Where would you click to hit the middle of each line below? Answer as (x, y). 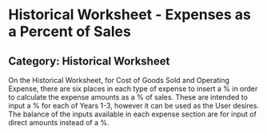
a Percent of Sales (70, 32)
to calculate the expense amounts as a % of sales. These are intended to (128, 97)
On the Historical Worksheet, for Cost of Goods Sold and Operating (119, 80)
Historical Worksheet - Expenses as (130, 15)
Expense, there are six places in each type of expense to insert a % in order (133, 89)
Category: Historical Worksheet (89, 61)
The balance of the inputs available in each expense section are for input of (133, 114)
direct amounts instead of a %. (59, 122)
